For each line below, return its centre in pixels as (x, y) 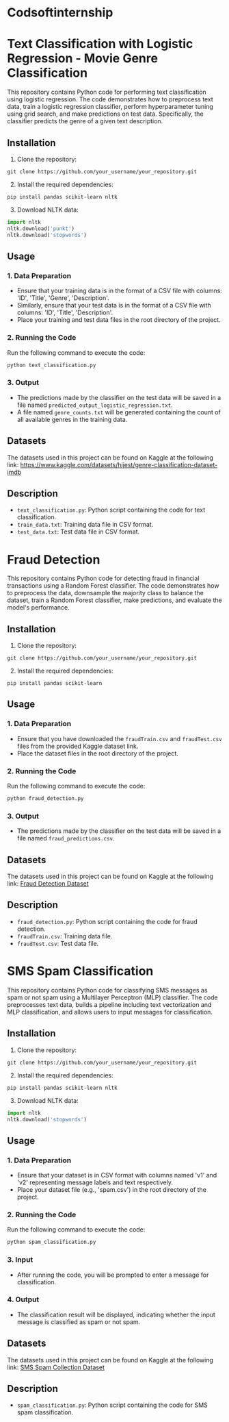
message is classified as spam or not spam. (79, 1322)
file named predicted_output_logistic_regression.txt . (95, 405)
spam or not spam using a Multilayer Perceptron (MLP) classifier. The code (113, 997)
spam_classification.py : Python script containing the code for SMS (112, 1405)
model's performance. (38, 608)
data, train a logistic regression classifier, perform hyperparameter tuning (110, 107)
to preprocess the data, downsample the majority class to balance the (105, 593)
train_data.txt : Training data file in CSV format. (85, 525)
